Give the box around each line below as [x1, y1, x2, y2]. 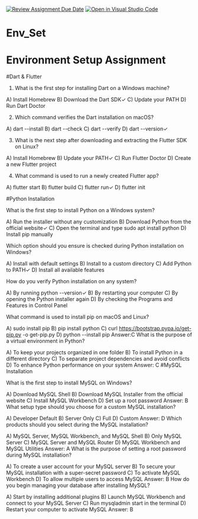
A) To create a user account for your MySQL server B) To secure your [6, 463, 176, 470]
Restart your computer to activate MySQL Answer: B [6, 506, 134, 513]
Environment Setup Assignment [6, 53, 166, 67]
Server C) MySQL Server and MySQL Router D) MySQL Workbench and [6, 439, 180, 446]
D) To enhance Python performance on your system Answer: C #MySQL [6, 361, 182, 369]
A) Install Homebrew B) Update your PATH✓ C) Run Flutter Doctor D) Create [6, 155, 191, 162]
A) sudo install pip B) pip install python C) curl [6, 325, 118, 332]
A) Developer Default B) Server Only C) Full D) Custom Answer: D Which [6, 415, 182, 422]
